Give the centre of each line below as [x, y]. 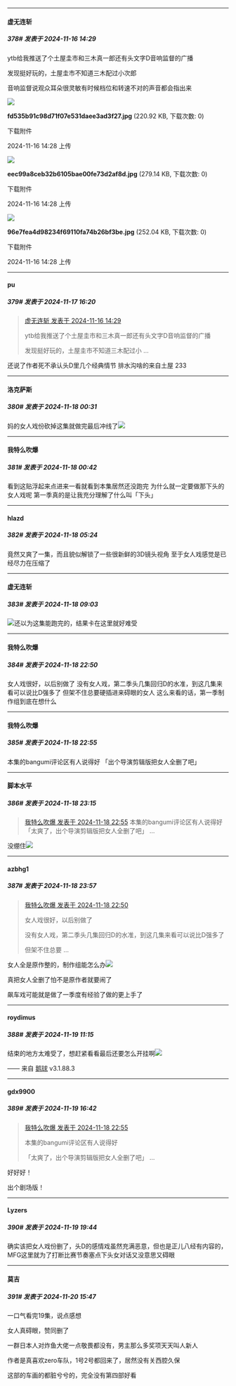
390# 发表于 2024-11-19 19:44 [52, 1227]
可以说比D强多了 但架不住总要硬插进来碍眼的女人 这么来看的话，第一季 [116, 692]
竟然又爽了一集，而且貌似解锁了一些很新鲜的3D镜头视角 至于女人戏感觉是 [114, 554]
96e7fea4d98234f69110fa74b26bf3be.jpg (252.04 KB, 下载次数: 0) [107, 232]
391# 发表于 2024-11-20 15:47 [52, 1296]
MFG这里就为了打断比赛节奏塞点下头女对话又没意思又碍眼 [91, 1255]
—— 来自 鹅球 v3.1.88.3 [41, 1068]
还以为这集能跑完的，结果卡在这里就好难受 [76, 623]
